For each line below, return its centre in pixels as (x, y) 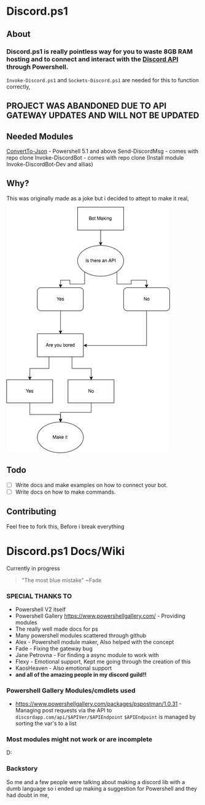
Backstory (22, 769)
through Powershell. (37, 67)
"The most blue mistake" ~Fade (61, 580)
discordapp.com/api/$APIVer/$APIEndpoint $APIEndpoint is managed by (106, 717)
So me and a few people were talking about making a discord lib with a (96, 782)
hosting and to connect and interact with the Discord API (92, 59)
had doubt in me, (28, 795)
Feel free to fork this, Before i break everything (65, 526)
